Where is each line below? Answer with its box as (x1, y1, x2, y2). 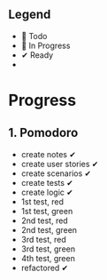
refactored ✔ (20, 262, 69, 273)
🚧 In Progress (20, 40, 71, 51)
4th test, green (20, 252, 76, 263)
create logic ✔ (20, 187, 73, 197)
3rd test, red (20, 234, 67, 244)
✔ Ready (20, 49, 54, 60)
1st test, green (20, 205, 73, 216)
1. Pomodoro (8, 125, 79, 140)
